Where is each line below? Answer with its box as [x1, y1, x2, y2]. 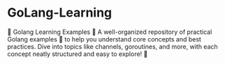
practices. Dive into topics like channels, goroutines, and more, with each [7, 42, 218, 50]
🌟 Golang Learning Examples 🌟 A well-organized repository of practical [7, 28, 212, 36]
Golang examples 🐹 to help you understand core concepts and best [7, 35, 201, 43]
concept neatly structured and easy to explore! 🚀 [7, 50, 148, 58]
